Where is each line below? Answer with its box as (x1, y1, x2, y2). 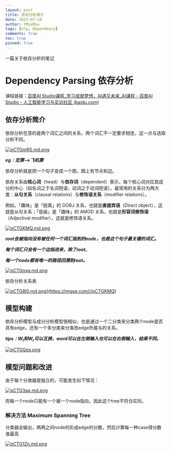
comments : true (5, 31, 38, 36)
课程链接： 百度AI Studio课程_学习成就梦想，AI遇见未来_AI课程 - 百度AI (5, 93, 153, 99)
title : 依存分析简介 (5, 12, 44, 17)
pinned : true (5, 41, 33, 46)
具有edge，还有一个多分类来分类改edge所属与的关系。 (5, 325, 121, 331)
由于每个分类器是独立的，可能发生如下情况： (5, 377, 99, 383)
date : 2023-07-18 (5, 17, 42, 22)
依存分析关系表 (5, 278, 37, 284)
